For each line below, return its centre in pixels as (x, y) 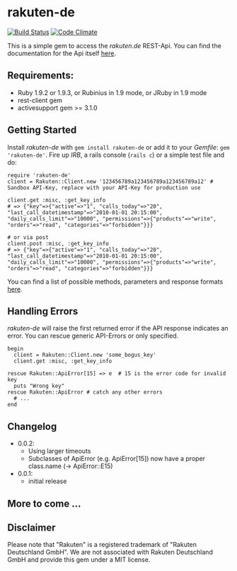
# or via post (28, 237)
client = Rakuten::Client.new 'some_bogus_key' (85, 355)
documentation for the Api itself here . (62, 53)
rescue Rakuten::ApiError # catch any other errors (85, 392)
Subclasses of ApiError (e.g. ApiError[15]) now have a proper (117, 459)
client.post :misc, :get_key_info (58, 243)
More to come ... (44, 503)
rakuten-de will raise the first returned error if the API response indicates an (118, 328)
